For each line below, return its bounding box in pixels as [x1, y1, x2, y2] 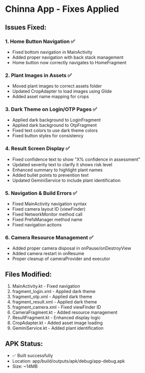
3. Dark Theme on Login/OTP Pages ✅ [5, 106, 97, 113]
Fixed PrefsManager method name [12, 217, 83, 223]
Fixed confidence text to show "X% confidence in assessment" [12, 156, 141, 162]
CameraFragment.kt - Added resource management [12, 309, 118, 315]
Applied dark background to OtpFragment [12, 122, 97, 128]
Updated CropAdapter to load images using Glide [12, 88, 112, 94]
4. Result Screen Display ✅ [5, 145, 70, 152]
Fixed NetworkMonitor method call [12, 211, 83, 218]
